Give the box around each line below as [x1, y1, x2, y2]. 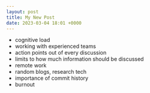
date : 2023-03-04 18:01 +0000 [6, 20, 82, 26]
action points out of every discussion [14, 49, 107, 56]
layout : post [6, 8, 39, 15]
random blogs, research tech [14, 68, 87, 76]
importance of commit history [14, 74, 89, 82]
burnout [14, 81, 35, 88]
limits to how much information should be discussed [14, 55, 144, 63]
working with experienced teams [14, 43, 96, 50]
